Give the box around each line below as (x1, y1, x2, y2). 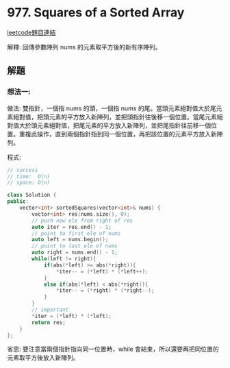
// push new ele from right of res (31, 217, 133, 224)
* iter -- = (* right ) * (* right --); (55, 287, 155, 294)
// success (7, 167, 38, 173)
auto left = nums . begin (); (31, 236, 109, 243)
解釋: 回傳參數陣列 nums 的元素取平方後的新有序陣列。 (7, 42, 162, 51)
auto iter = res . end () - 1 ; (31, 223, 112, 230)
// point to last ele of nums (31, 243, 118, 249)
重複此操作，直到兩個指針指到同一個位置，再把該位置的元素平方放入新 (18, 130, 217, 138)
